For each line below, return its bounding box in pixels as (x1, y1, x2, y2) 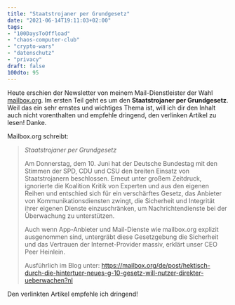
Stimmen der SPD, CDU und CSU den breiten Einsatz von (24, 167, 190, 175)
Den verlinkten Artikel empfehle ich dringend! (7, 290, 138, 298)
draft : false (7, 63, 46, 70)
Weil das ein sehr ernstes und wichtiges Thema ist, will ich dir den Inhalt (7, 103, 216, 112)
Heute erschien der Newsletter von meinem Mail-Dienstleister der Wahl (7, 89, 213, 97)
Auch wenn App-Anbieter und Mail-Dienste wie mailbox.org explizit (24, 225, 219, 233)
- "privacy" (7, 56, 42, 63)
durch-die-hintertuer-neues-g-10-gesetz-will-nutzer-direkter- (24, 268, 204, 277)
